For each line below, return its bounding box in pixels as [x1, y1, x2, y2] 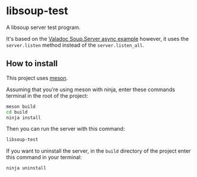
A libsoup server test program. [6, 24, 81, 31]
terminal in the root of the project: [6, 92, 88, 99]
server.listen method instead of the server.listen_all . [6, 41, 144, 49]
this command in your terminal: [6, 154, 82, 161]
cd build [6, 109, 28, 115]
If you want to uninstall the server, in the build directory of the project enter [6, 147, 191, 155]
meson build [6, 104, 36, 110]
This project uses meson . [6, 74, 68, 81]
